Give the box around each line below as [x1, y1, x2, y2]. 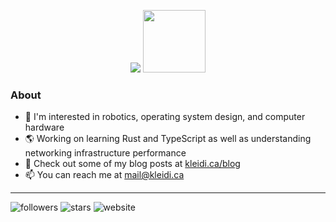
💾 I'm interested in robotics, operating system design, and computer [24, 111, 306, 123]
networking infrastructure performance [24, 147, 187, 159]
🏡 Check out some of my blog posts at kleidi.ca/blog [24, 158, 241, 170]
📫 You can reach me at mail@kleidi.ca [24, 169, 185, 181]
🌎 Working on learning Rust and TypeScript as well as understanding [24, 133, 312, 145]
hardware [24, 121, 65, 134]
